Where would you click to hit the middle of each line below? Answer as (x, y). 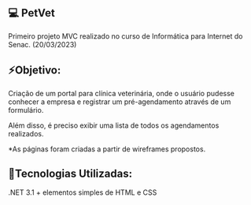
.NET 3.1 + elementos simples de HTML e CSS (83, 192)
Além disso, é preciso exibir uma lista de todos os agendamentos (114, 125)
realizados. (26, 133)
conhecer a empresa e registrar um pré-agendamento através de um (120, 102)
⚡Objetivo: (35, 71)
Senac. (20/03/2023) (42, 44)
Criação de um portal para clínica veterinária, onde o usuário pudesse (121, 93)
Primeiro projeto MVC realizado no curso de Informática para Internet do (125, 36)
